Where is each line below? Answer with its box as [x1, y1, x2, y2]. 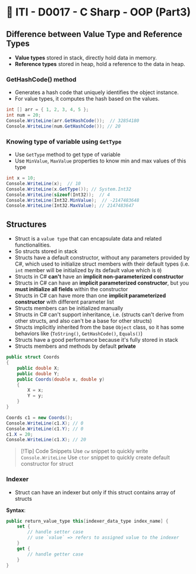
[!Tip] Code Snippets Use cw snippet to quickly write [20, 448, 148, 455]
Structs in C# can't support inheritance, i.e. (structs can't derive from [14, 311, 184, 318]
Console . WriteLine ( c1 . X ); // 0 [6, 420, 84, 426]
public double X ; [17, 365, 60, 371]
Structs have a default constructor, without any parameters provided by [14, 254, 190, 261]
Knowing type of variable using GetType [6, 137, 122, 145]
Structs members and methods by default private [14, 342, 137, 350]
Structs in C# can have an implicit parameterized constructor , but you [14, 279, 189, 286]
